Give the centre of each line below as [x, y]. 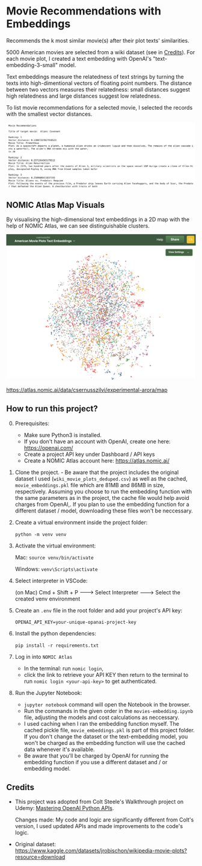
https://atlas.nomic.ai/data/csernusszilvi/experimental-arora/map [87, 390]
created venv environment [47, 599]
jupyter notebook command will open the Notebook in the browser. [107, 704]
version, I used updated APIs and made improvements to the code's [99, 826]
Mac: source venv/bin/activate [54, 557]
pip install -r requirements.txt [57, 646]
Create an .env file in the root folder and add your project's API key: [99, 610]
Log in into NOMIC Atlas [44, 656]
